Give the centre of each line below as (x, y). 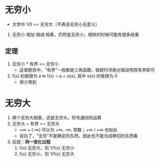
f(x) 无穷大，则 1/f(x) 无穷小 (47, 147)
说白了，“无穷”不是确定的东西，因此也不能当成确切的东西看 (79, 135)
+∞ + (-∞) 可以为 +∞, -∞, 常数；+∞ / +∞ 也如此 (68, 130)
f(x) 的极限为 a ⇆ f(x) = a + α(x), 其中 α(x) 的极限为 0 (65, 76)
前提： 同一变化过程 (31, 142)
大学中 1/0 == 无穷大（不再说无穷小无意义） (56, 24)
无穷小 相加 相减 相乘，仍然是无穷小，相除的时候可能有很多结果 (75, 34)
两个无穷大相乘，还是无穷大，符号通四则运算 (57, 117)
